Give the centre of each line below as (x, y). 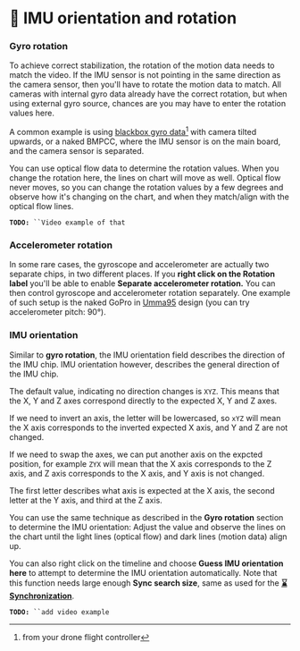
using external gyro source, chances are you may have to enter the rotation (148, 104)
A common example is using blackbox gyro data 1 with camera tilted (133, 131)
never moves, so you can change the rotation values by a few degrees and (146, 188)
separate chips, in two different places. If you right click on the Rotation (142, 274)
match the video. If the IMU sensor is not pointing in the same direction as (145, 75)
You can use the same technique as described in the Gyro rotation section (146, 517)
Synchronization (41, 596)
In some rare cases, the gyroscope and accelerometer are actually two (139, 265)
